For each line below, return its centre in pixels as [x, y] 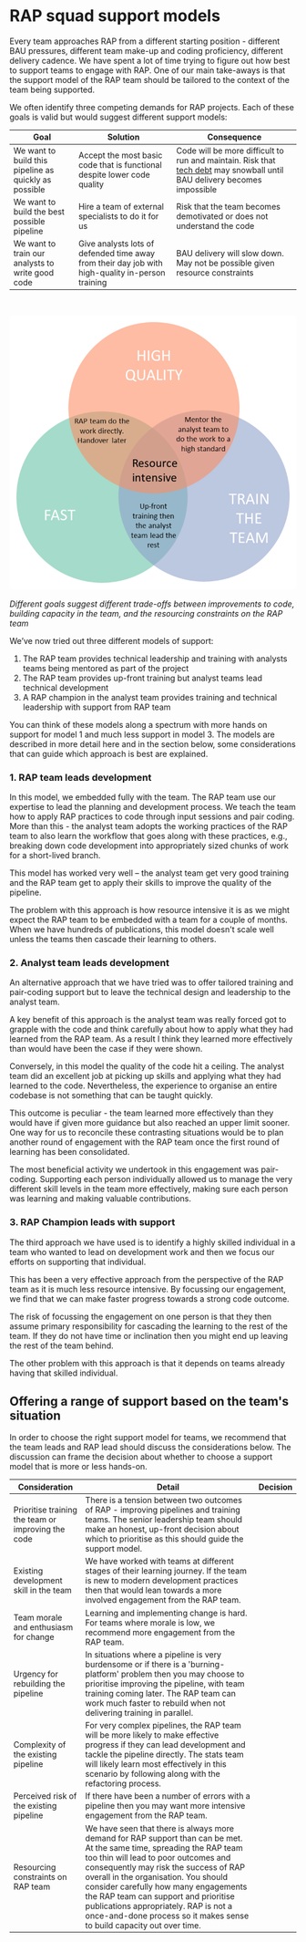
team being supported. [52, 89]
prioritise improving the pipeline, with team [165, 1683]
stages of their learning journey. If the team [166, 1571]
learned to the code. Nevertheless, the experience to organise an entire [143, 1085]
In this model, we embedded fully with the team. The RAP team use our [143, 797]
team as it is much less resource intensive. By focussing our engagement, [148, 1289]
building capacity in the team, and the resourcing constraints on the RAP [146, 613]
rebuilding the [39, 1683]
